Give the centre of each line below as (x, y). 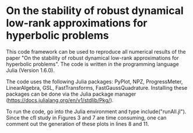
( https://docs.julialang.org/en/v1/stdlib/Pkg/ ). (60, 100)
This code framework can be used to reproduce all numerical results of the (96, 51)
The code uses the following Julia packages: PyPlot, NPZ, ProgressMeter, (94, 81)
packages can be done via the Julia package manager (71, 94)
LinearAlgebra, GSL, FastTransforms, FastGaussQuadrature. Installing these (97, 87)
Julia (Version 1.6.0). (30, 70)
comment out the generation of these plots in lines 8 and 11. (78, 124)
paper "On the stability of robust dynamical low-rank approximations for (92, 58)
